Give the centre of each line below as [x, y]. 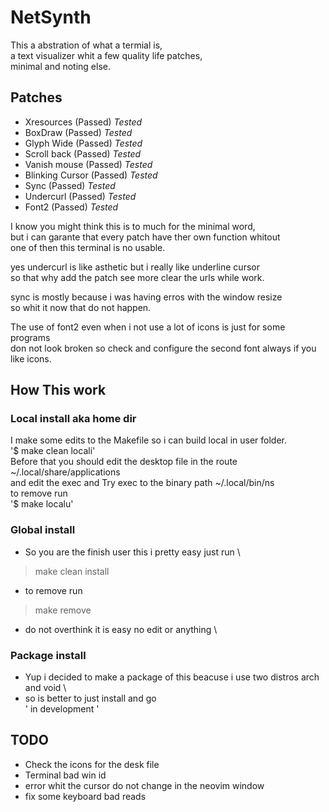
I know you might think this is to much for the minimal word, [133, 226]
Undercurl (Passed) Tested [80, 196]
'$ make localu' [42, 504]
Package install [48, 655]
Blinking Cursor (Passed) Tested [91, 175]
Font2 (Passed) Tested [71, 207]
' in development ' [62, 709]
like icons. [31, 358]
